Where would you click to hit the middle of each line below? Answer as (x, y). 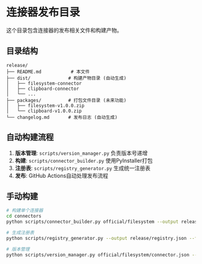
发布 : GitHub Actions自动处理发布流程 (62, 175)
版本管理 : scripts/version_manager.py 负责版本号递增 (81, 153)
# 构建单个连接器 (25, 211)
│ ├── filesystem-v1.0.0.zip (45, 105)
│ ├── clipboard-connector (43, 89)
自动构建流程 (30, 137)
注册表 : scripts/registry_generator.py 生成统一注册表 (83, 168)
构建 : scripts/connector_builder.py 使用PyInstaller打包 (84, 160)
